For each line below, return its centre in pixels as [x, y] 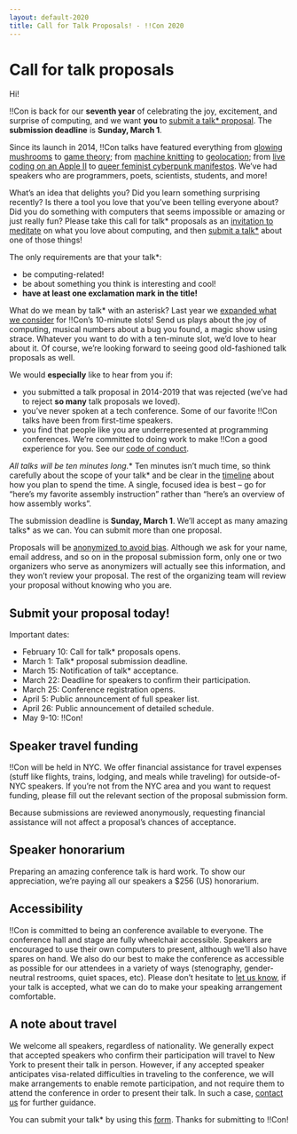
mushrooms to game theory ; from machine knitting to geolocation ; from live [147, 157]
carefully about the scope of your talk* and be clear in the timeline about [142, 475]
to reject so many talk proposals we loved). [101, 401]
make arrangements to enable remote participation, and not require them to [147, 1083]
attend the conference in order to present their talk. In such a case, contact [146, 1092]
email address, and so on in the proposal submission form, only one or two [145, 557]
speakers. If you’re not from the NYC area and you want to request [149, 786]
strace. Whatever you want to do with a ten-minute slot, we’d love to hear [143, 339]
